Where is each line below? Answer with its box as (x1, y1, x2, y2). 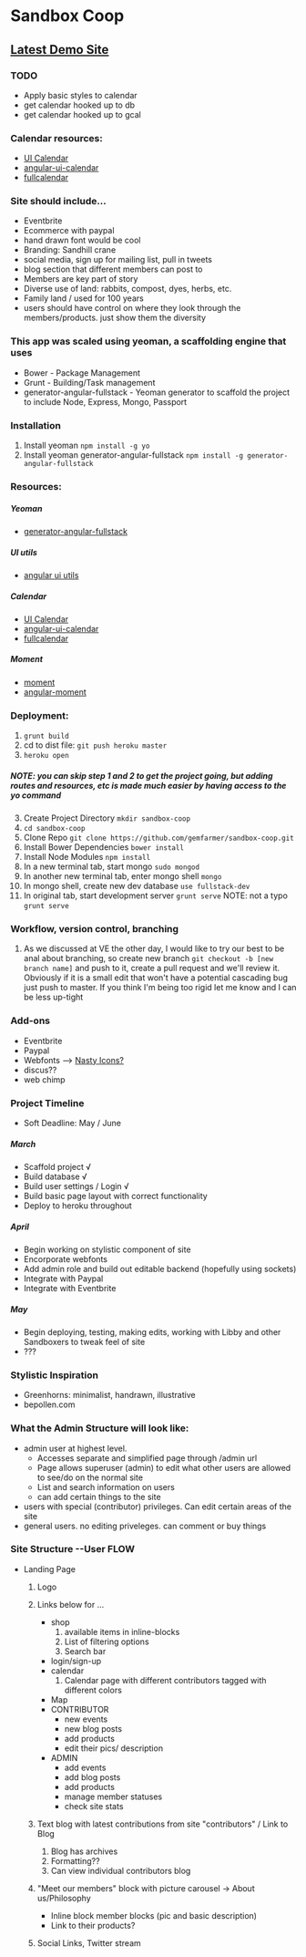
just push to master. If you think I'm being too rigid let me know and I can (23, 982, 297, 993)
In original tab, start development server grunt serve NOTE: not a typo (23, 890, 288, 901)
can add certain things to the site (36, 1491, 162, 1502)
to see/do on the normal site (36, 1472, 144, 1483)
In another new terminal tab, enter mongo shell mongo (23, 871, 222, 882)
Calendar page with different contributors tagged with (64, 1674, 267, 1685)
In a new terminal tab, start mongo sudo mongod (23, 861, 199, 872)
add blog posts (64, 1771, 121, 1783)
